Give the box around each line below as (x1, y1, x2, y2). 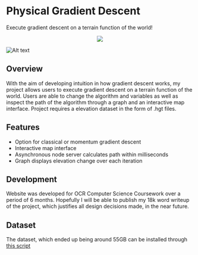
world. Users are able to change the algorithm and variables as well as (6, 92, 178, 99)
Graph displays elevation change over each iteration (14, 157, 143, 164)
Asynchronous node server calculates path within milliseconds (14, 151, 168, 158)
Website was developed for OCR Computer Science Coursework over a (6, 190, 181, 197)
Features (6, 122, 40, 132)
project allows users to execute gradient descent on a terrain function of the (6, 86, 193, 93)
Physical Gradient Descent (6, 4, 141, 18)
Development (6, 174, 58, 184)
